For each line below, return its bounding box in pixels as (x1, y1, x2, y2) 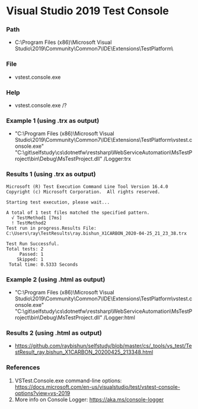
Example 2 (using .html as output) (6, 275, 106, 283)
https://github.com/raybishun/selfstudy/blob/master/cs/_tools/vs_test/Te (14, 343, 192, 350)
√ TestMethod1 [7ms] (11, 215, 62, 221)
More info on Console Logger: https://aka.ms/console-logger (14, 396, 164, 403)
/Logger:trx (103, 156, 132, 163)
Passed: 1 (19, 251, 44, 257)
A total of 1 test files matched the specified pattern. (6, 210, 150, 215)
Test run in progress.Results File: (6, 225, 97, 231)
